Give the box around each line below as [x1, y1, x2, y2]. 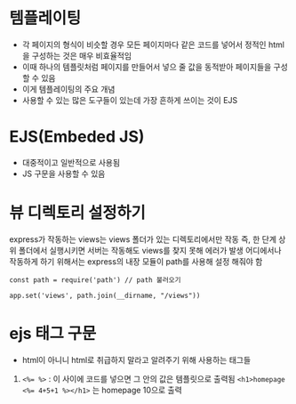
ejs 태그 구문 [9, 324, 97, 343]
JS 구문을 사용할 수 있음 [21, 168, 106, 179]
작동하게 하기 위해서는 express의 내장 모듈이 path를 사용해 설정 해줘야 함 [9, 255, 263, 267]
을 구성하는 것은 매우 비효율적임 [21, 50, 132, 61]
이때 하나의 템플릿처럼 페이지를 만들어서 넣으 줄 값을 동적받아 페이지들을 [21, 61, 272, 72]
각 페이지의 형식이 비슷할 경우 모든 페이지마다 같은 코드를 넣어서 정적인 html [21, 39, 284, 50]
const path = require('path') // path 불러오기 [9, 275, 181, 285]
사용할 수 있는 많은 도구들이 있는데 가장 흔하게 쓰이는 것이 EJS [21, 94, 238, 105]
